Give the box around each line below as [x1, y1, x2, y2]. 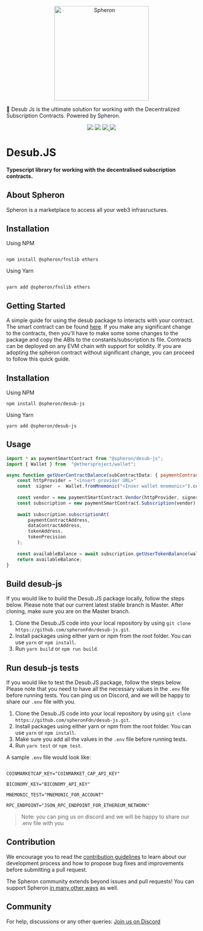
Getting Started [6, 300, 66, 311]
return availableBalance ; [17, 556, 83, 562]
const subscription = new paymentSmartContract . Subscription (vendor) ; [17, 500, 199, 506]
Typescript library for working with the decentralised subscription [6, 166, 176, 173]
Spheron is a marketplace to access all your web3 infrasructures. [6, 206, 169, 213]
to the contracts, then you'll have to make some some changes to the [6, 330, 178, 337]
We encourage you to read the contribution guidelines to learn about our [6, 853, 187, 860]
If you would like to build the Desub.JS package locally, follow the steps [6, 595, 185, 602]
